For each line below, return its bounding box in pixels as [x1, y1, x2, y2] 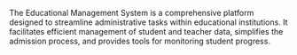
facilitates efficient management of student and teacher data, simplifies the [9, 27, 284, 36]
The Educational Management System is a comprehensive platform [9, 8, 254, 18]
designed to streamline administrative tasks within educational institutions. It [9, 17, 288, 27]
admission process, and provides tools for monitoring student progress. [9, 35, 270, 46]
